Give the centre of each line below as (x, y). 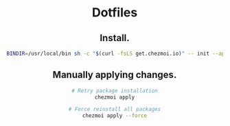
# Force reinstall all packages (115, 110)
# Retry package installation (115, 90)
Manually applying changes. (115, 75)
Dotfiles (115, 13)
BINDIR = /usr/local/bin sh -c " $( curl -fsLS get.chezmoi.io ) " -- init (108, 53)
